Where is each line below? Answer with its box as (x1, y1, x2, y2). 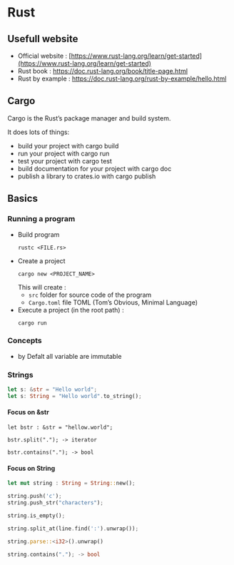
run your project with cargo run (17, 149, 110, 158)
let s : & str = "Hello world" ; (7, 386, 98, 393)
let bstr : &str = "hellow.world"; (7, 424, 113, 432)
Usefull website (7, 33, 78, 45)
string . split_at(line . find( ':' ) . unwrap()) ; (7, 525, 139, 532)
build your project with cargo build (17, 141, 119, 150)
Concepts (7, 336, 43, 346)
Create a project (17, 256, 66, 265)
